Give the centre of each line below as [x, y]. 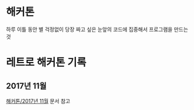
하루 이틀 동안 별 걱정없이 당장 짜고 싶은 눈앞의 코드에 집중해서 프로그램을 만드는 [97, 29]
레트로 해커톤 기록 [46, 63]
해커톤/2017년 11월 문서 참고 [38, 101]
